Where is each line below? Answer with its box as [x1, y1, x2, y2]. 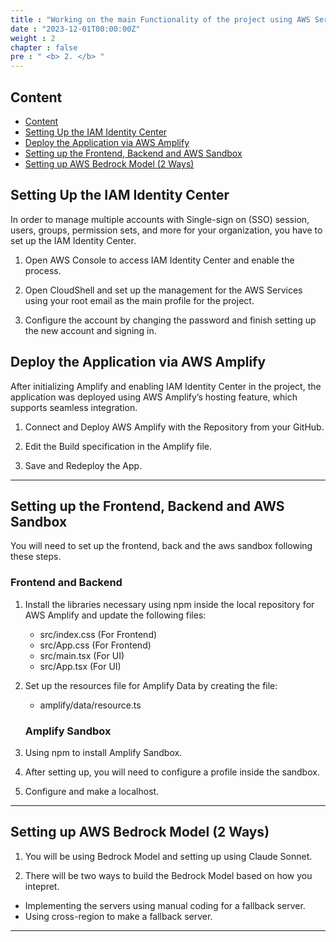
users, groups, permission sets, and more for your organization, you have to [10, 224, 323, 236]
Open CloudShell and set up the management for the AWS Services [24, 284, 303, 296]
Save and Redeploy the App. [24, 459, 143, 471]
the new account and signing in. [24, 324, 157, 336]
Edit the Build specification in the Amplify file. [24, 440, 213, 452]
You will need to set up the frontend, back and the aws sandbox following [10, 540, 313, 552]
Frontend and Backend [10, 576, 123, 590]
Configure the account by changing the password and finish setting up [24, 314, 317, 326]
